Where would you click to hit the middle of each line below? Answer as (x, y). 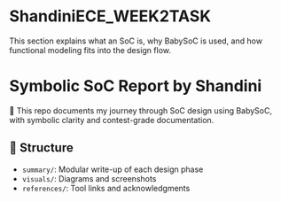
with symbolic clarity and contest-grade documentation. (112, 120)
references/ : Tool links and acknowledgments (106, 188)
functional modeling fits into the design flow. (90, 50)
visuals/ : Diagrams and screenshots (89, 178)
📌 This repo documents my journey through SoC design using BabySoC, (141, 110)
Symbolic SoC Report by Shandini (136, 86)
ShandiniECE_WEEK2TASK (110, 16)
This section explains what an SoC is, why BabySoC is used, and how (136, 41)
